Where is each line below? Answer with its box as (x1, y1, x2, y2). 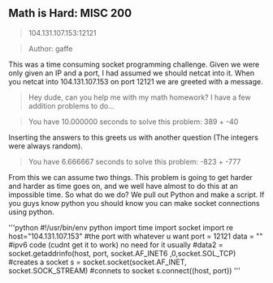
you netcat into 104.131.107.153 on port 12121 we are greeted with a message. (8, 76, 263, 86)
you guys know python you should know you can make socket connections (8, 198, 260, 208)
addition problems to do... (28, 101, 115, 110)
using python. (8, 207, 54, 217)
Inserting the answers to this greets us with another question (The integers (8, 132, 258, 142)
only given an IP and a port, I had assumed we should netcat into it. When (8, 68, 255, 78)
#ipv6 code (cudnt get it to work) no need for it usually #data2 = (8, 239, 223, 250)
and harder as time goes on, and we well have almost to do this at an (8, 181, 238, 191)
